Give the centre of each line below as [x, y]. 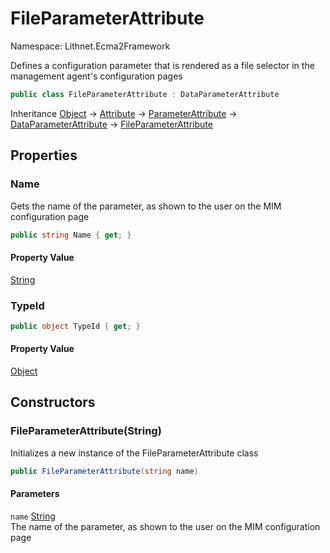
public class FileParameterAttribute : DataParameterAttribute [145, 94]
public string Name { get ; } [71, 235]
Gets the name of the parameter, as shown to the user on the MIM [146, 206]
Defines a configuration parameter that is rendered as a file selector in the [162, 65]
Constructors [53, 402]
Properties [44, 155]
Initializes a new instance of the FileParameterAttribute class [134, 453]
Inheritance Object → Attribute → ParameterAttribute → [124, 113]
